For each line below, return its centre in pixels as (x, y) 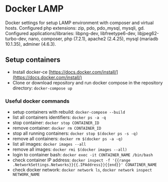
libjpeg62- (148, 33)
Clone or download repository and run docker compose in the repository (88, 82)
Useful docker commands (37, 101)
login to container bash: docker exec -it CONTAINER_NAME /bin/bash (83, 155)
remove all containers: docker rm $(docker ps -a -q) (68, 139)
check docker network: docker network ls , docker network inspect (82, 170)
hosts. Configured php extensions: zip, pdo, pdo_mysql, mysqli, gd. (75, 28)
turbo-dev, (16, 39)
